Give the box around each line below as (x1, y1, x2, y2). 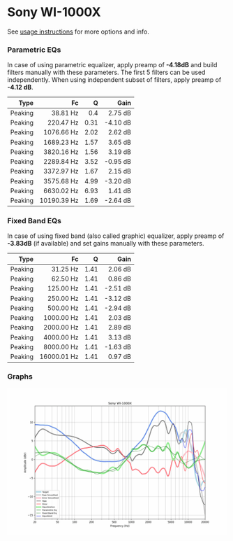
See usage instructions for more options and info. (7, 27, 150, 36)
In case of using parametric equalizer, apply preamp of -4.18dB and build (7, 61, 218, 69)
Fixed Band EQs (7, 216, 61, 225)
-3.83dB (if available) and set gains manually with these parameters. (7, 239, 204, 248)
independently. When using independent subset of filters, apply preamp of (7, 76, 222, 84)
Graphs (7, 372, 33, 381)
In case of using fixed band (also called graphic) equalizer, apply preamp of (7, 232, 225, 240)
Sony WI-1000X (7, 4, 101, 20)
